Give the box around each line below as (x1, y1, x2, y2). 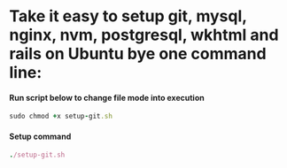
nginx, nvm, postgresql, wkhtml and (9, 25, 279, 45)
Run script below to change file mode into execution (9, 92, 206, 103)
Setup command (9, 131, 72, 141)
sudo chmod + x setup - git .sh (9, 112, 113, 121)
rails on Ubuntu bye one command (9, 44, 268, 64)
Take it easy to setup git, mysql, (9, 6, 247, 27)
